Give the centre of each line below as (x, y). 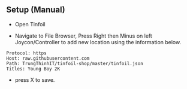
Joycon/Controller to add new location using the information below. (98, 42)
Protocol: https (26, 53)
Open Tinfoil (30, 24)
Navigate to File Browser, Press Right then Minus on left (84, 36)
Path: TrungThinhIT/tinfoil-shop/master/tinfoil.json (75, 63)
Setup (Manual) (36, 10)
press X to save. (35, 79)
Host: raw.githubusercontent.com (48, 58)
